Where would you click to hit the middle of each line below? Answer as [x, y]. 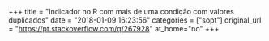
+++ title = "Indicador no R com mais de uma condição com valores [122, 12]
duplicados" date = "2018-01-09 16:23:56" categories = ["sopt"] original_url [135, 20]
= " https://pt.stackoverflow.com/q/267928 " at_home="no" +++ [114, 29]
